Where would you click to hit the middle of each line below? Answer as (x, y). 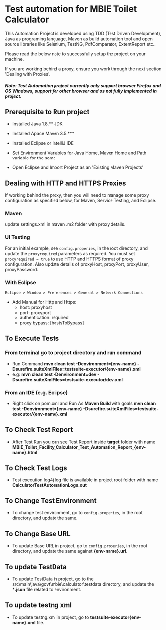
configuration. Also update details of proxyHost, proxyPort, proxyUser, (77, 264)
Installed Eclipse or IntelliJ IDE (43, 143)
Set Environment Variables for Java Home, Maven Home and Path (79, 153)
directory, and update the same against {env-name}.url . (70, 551)
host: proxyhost (36, 307)
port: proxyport (35, 313)
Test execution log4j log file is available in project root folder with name (85, 480)
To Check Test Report (39, 430)
